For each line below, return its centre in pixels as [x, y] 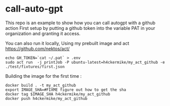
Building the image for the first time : [44, 76]
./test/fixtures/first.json [35, 67]
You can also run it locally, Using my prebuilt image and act [67, 43]
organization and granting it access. [43, 33]
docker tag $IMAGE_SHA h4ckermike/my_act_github [58, 94]
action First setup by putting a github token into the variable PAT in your [80, 28]
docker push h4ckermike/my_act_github [46, 98]
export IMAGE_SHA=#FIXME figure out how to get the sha [66, 90]
